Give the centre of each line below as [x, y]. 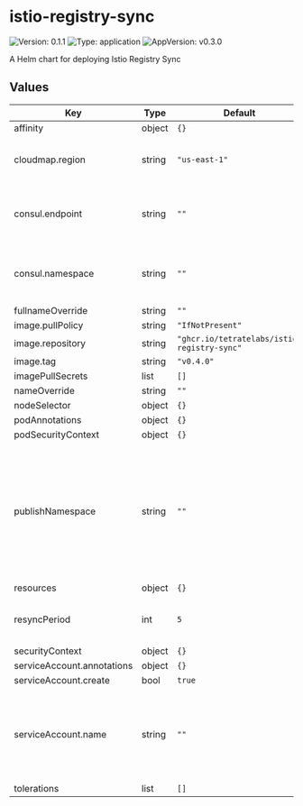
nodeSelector [42, 405]
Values [29, 87]
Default [239, 113]
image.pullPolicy [49, 325]
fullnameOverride [51, 310]
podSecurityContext [57, 435]
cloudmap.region [50, 160]
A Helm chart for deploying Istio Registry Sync [95, 59]
